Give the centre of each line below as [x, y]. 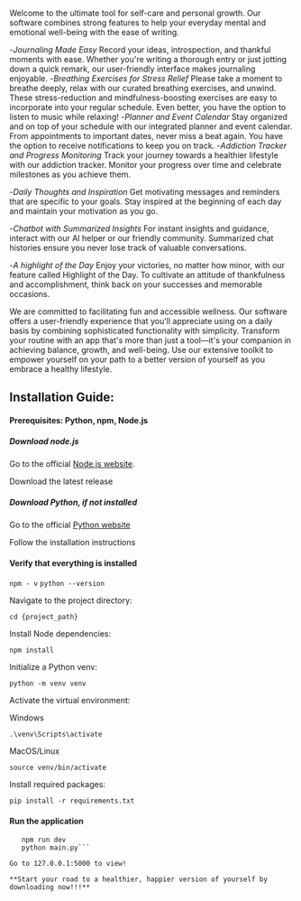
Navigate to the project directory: [71, 600]
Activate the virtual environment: [70, 701]
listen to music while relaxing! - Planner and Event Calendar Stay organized [149, 117]
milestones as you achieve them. [70, 174]
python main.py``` [56, 848]
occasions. [30, 294]
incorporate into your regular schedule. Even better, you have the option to [148, 107]
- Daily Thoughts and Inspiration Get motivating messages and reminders [145, 192]
